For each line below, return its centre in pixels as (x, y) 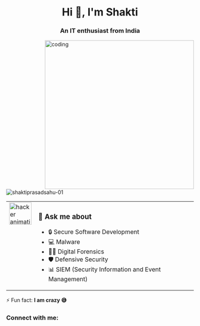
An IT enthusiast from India (100, 31)
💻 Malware (64, 242)
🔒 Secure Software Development (94, 232)
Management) (68, 279)
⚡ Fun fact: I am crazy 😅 (37, 300)
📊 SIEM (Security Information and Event (105, 269)
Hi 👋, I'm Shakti (100, 12)
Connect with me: (32, 318)
